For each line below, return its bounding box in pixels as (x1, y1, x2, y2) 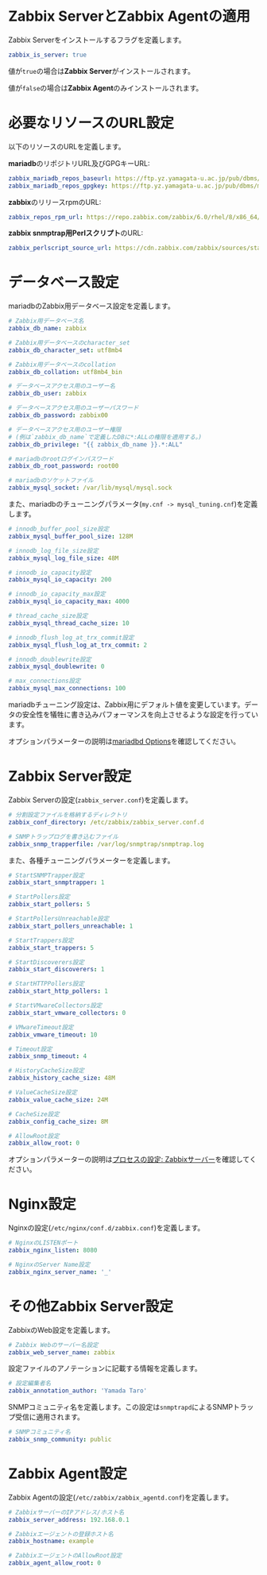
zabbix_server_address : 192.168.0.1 (8, 1515, 130, 1523)
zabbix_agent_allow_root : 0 (8, 1559, 102, 1567)
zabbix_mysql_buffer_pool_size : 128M (8, 532, 133, 540)
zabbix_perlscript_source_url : (8, 244, 112, 253)
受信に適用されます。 (14, 1412, 85, 1422)
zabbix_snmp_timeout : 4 (8, 1052, 87, 1060)
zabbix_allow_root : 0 (8, 1139, 80, 1148)
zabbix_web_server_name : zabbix (8, 1348, 115, 1357)
